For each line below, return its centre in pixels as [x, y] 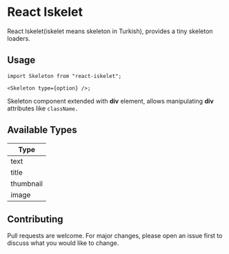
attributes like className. [43, 108]
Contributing [35, 219]
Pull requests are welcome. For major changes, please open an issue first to [115, 236]
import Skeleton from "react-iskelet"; [64, 76]
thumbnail [27, 184]
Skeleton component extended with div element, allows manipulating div [110, 101]
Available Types [42, 130]
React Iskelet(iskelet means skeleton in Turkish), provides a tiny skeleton [110, 31]
